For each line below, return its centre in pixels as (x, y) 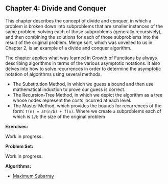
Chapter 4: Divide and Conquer (56, 8)
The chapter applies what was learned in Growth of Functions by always (81, 58)
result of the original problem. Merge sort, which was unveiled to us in (79, 42)
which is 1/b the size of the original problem (59, 117)
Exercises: (17, 126)
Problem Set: (19, 146)
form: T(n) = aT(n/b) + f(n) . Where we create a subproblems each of (87, 111)
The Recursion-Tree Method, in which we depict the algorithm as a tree (88, 95)
